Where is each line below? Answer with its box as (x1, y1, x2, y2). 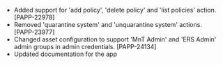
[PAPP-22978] (13, 13, 55, 21)
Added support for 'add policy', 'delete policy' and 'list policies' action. (13, 6, 217, 14)
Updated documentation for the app (13, 50, 117, 58)
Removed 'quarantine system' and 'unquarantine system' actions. (13, 21, 202, 28)
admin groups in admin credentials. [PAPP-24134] (13, 43, 157, 50)
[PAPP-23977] (13, 28, 55, 36)
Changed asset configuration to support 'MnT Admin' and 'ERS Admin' (13, 35, 217, 44)
